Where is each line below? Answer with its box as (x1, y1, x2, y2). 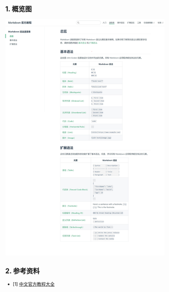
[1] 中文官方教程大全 (12, 281, 55, 287)
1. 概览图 (5, 5, 32, 14)
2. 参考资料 (5, 267, 40, 275)
